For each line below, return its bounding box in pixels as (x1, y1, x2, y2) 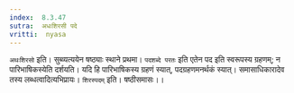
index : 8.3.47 (9, 13, 67, 22)
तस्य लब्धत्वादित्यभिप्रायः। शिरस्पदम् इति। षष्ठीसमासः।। (9, 74, 165, 85)
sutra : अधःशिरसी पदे (9, 21, 78, 30)
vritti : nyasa (9, 30, 67, 38)
